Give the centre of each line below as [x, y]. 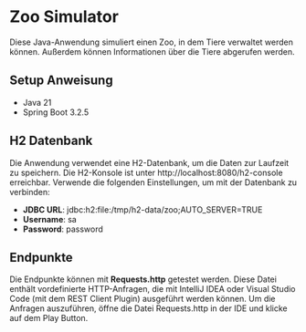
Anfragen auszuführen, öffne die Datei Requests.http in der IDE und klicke [148, 308]
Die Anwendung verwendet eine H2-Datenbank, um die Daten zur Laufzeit [149, 162]
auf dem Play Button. [49, 318]
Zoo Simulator [64, 17]
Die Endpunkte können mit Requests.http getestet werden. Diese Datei [143, 279]
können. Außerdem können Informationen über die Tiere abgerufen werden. [152, 51]
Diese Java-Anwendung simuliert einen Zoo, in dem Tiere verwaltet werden [152, 42]
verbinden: [30, 192]
